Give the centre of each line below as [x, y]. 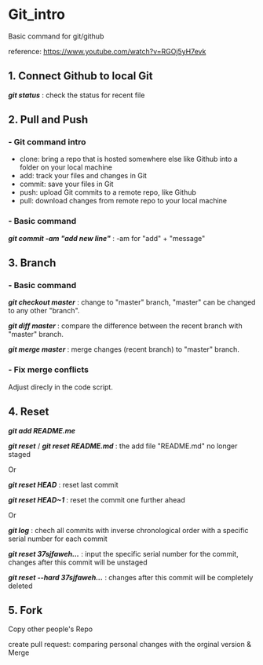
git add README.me [42, 430]
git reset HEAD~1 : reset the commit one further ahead [97, 499]
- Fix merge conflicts [48, 370]
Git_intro [37, 15]
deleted [20, 586]
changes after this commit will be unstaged [78, 562]
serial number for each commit [58, 539]
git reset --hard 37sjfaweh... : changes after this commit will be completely [131, 577]
